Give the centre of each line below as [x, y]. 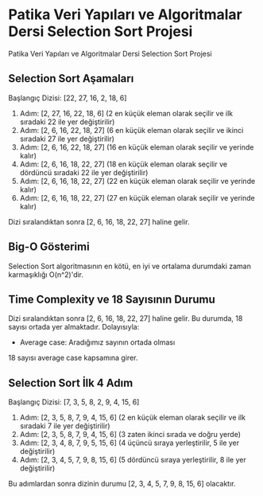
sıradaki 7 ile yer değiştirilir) [65, 426]
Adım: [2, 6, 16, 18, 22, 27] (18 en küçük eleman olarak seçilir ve [124, 164]
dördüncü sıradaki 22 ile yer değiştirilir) [84, 172]
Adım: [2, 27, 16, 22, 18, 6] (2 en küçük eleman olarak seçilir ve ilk [126, 113]
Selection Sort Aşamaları [71, 78]
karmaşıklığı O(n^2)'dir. [46, 274]
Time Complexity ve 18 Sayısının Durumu [112, 299]
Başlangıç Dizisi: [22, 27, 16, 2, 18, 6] [68, 98]
